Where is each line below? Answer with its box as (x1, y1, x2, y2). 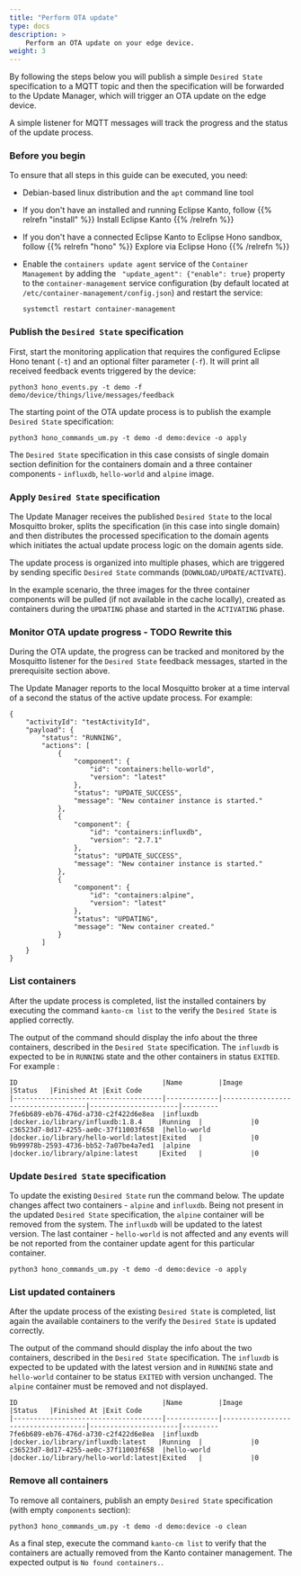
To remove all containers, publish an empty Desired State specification (9, 1495, 274, 1506)
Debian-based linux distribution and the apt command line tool (22, 187, 254, 198)
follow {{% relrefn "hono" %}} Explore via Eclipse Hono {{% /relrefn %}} (22, 241, 290, 252)
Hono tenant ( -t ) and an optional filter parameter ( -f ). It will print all (9, 356, 260, 366)
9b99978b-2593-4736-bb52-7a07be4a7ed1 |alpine (9, 1140, 191, 1150)
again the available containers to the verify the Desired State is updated (9, 1316, 277, 1327)
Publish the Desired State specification (9, 326, 184, 338)
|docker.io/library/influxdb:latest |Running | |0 (9, 1437, 259, 1447)
